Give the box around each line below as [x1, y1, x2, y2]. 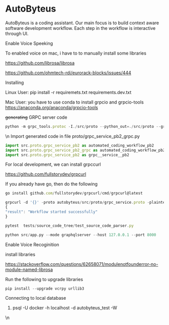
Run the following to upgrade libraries [5, 276, 83, 282]
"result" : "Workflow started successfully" [5, 209, 98, 215]
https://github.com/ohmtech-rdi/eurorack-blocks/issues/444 [5, 69, 132, 76]
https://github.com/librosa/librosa [5, 60, 75, 66]
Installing [5, 79, 24, 85]
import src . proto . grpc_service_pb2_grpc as [5, 148, 98, 153]
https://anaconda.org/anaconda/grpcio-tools [5, 104, 98, 110]
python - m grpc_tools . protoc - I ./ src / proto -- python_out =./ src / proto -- [5, 124, 161, 129]
